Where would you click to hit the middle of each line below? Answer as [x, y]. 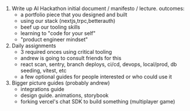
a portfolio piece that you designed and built [74, 15]
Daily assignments [34, 46]
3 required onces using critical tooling [66, 52]
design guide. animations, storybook [65, 95]
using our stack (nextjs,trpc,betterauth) [68, 21]
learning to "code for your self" [58, 33]
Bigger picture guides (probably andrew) [61, 83]
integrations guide [42, 89]
